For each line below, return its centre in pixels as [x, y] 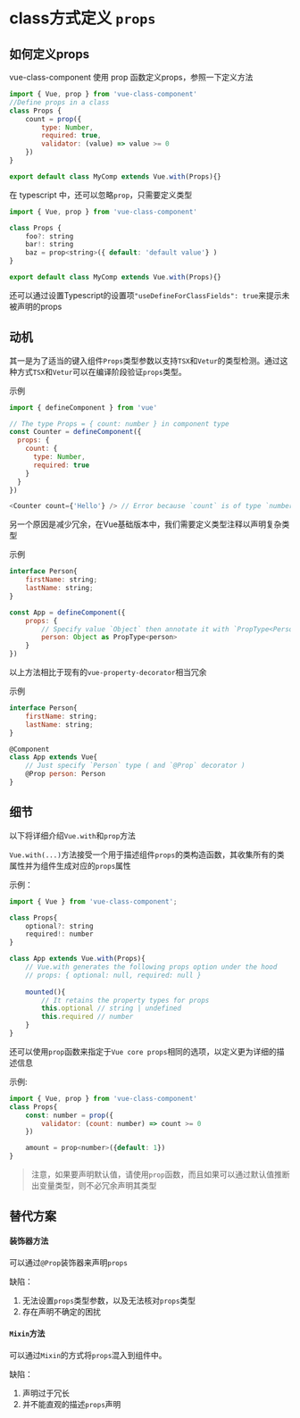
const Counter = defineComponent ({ [75, 432]
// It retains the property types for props [125, 1000]
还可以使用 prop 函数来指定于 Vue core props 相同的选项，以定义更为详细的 [143, 1051]
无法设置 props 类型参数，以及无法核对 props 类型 [109, 1300]
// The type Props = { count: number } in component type [119, 424]
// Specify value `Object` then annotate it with [135, 629]
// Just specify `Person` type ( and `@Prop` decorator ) [135, 766]
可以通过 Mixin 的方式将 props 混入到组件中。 [88, 1355]
